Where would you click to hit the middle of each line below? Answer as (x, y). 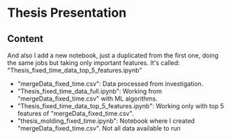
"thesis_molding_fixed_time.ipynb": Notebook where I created (106, 121)
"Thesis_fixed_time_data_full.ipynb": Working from (90, 91)
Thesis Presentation (67, 13)
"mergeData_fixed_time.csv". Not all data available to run (99, 128)
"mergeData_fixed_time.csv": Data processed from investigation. (110, 84)
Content (25, 39)
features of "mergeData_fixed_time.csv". (75, 114)
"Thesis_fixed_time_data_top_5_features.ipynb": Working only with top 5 (121, 106)
